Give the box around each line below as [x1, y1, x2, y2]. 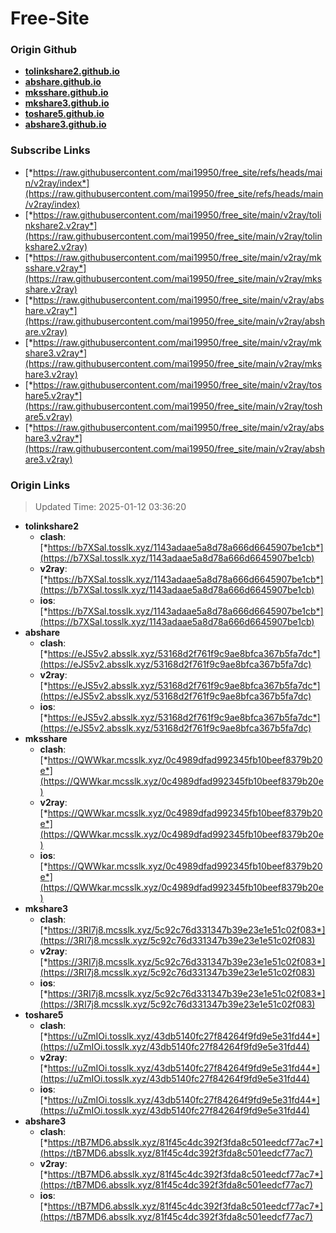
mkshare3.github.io [24, 97, 110, 109]
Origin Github [10, 43, 78, 57]
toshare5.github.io [24, 108, 105, 120]
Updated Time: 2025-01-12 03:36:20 [34, 501, 187, 513]
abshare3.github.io [24, 118, 107, 131]
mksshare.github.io [24, 87, 109, 99]
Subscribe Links [10, 143, 91, 157]
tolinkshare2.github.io [24, 65, 120, 77]
